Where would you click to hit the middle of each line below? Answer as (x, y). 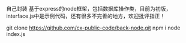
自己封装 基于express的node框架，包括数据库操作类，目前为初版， (89, 9)
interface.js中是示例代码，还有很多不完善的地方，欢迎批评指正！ (86, 16)
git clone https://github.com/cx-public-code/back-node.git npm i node (93, 28)
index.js (16, 34)
